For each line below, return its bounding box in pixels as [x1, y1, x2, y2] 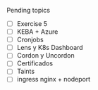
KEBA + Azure [16, 27, 59, 36]
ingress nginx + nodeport [16, 75, 91, 84]
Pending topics [6, 6, 51, 14]
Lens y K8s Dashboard [16, 44, 83, 52]
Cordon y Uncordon [16, 51, 75, 60]
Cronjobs [16, 35, 44, 44]
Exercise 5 [16, 20, 47, 27]
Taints [16, 67, 35, 76]
